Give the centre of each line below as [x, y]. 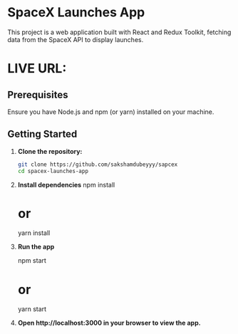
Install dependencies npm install [66, 184]
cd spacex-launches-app [53, 171]
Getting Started [42, 134]
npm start [32, 261]
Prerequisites [38, 94]
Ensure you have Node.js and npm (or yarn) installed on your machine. [111, 112]
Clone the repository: [50, 151]
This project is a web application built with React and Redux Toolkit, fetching [119, 32]
